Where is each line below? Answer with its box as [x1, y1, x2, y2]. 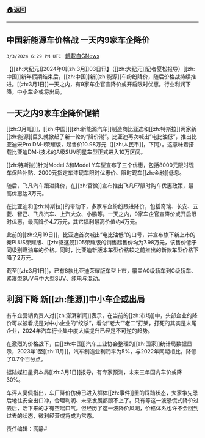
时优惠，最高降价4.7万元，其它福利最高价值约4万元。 [6, 217, 141, 225]
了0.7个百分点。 [6, 355, 47, 363]
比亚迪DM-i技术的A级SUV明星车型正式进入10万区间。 [11, 148, 146, 156]
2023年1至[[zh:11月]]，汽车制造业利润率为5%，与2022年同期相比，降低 [16, 347, 197, 355]
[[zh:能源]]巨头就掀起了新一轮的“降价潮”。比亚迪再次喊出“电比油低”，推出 [6, 133, 192, 140]
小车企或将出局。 [22, 88, 65, 96]
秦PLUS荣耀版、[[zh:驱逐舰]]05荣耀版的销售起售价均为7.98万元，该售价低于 [6, 238, 197, 246]
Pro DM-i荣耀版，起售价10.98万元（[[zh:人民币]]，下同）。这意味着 [22, 140, 189, 148]
